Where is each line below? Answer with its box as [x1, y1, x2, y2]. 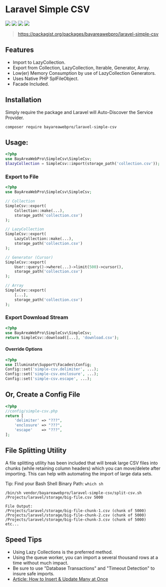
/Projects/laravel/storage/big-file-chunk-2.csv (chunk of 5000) [5, 513, 146, 518]
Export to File [5, 173, 39, 180]
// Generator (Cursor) [5, 255, 53, 260]
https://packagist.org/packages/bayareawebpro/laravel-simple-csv [17, 31, 159, 37]
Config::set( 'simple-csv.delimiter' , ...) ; [5, 367, 99, 372]
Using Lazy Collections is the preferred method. [12, 549, 113, 555]
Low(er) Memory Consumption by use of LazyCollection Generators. [12, 70, 156, 76]
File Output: [5, 504, 33, 509]
